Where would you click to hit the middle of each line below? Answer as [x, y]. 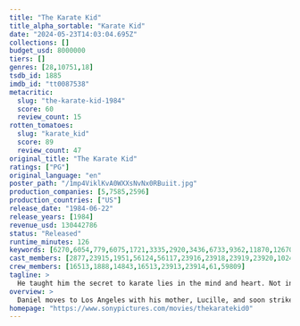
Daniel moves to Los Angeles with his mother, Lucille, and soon [142, 300]
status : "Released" [46, 233]
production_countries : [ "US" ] [66, 201]
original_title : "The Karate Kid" [74, 159]
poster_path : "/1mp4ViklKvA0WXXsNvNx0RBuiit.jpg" [104, 184]
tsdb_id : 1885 [36, 76]
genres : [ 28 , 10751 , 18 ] [51, 68]
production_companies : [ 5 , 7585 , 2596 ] [79, 192]
